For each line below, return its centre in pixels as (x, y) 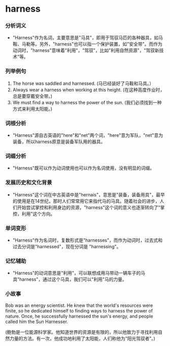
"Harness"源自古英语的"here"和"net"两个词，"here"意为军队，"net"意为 (88, 135)
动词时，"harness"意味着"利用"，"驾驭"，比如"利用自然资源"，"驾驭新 (86, 50)
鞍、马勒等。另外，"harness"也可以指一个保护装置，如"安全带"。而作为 (87, 44)
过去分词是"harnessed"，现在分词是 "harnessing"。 (67, 246)
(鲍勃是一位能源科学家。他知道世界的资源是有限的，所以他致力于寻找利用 (82, 332)
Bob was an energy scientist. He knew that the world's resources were (79, 305)
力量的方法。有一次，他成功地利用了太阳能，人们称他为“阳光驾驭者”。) (82, 338)
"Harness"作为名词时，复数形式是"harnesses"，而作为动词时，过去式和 (88, 240)
